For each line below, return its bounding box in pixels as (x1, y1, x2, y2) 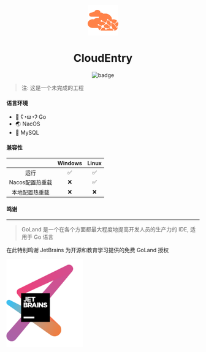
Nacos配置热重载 (9, 179, 53, 186)
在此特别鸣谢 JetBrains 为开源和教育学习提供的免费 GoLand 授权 (6, 247, 169, 254)
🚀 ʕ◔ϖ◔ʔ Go (15, 113, 47, 121)
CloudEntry (73, 51, 133, 66)
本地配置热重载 (12, 189, 50, 196)
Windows (57, 159, 83, 167)
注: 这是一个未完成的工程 (21, 84, 84, 91)
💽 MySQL (15, 129, 40, 137)
